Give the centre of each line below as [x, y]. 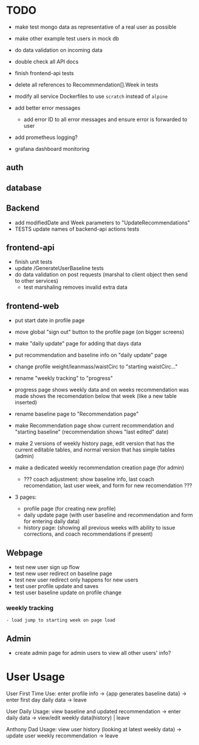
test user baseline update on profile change [68, 592]
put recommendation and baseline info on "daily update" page [91, 355]
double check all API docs [47, 61]
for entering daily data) [52, 521]
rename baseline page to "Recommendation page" [77, 414]
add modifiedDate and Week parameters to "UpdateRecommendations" [102, 222]
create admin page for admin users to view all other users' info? [93, 653]
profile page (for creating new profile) [70, 509]
